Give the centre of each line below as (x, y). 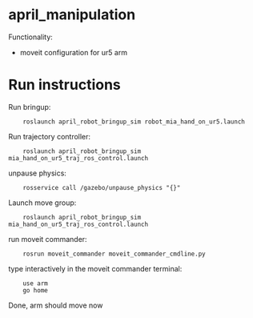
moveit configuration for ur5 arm (74, 52)
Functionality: (31, 37)
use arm (35, 283)
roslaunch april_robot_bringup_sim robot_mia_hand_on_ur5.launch (134, 122)
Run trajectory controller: (49, 136)
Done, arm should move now (56, 305)
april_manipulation (72, 15)
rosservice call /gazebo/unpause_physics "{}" (102, 187)
